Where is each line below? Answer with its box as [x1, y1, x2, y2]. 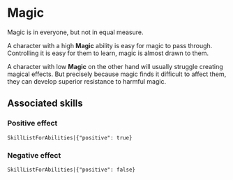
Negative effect [7, 150, 61, 160]
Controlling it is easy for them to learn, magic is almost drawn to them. [7, 49, 209, 57]
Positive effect [7, 119, 58, 128]
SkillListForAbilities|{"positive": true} [7, 134, 133, 141]
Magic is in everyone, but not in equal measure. [7, 28, 144, 36]
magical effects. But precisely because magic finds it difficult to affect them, [7, 70, 227, 78]
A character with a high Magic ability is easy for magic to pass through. [7, 41, 213, 50]
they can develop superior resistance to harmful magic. [7, 77, 166, 85]
